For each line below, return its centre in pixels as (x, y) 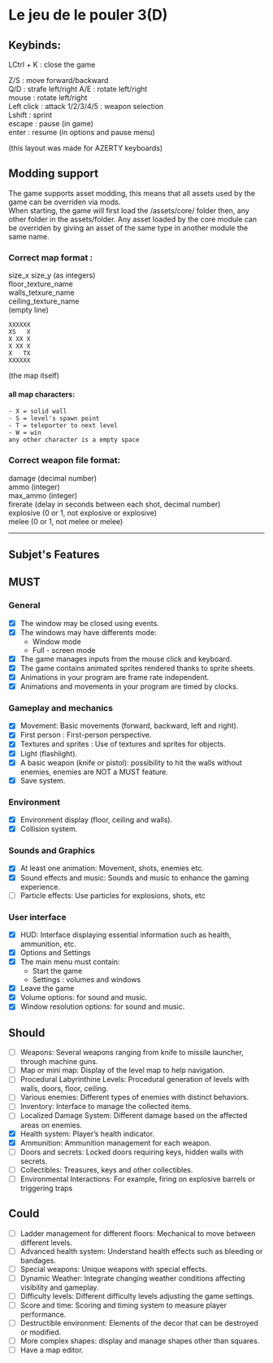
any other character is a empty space (74, 440)
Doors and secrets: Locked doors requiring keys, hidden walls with (132, 1152)
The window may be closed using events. (90, 623)
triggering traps (46, 1188)
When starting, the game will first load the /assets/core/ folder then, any (129, 210)
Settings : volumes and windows (87, 980)
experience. (40, 887)
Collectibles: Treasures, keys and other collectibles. (106, 1169)
